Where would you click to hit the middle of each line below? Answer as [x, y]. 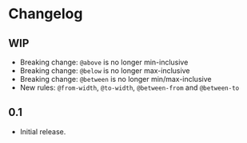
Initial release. [43, 131]
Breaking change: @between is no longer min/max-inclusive [116, 79]
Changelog [46, 14]
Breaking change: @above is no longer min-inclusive [104, 62]
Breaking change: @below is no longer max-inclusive [105, 71]
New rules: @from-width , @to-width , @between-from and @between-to [129, 87]
